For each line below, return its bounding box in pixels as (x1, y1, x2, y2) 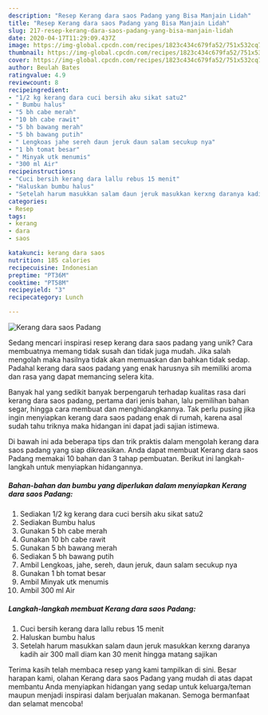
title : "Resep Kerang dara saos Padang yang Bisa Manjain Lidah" (8, 19, 230, 27)
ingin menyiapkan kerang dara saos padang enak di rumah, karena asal (8, 413, 242, 422)
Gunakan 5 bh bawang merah (19, 542, 117, 552)
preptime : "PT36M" (8, 271, 69, 280)
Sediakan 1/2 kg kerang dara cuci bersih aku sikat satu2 (19, 509, 203, 518)
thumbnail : (8, 49, 45, 57)
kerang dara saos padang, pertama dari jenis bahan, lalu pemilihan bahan (8, 396, 250, 405)
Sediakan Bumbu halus (19, 517, 96, 527)
